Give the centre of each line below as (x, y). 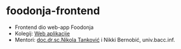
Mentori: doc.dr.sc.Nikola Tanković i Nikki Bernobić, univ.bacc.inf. (95, 40)
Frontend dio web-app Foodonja (54, 27)
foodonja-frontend (53, 11)
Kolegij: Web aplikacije (42, 33)
